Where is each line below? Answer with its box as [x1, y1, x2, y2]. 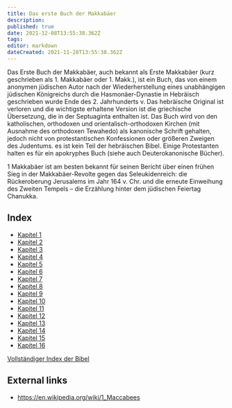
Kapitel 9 [17, 289, 43, 298]
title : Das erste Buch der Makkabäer [7, 10, 117, 17]
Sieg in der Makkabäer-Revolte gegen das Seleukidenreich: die [7, 169, 188, 178]
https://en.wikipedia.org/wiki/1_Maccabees [17, 393, 140, 401]
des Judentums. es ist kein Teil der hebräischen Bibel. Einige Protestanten [7, 142, 219, 150]
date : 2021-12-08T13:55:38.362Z [7, 29, 101, 37]
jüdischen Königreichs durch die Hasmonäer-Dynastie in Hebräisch [7, 90, 199, 98]
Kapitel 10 [17, 296, 46, 305]
